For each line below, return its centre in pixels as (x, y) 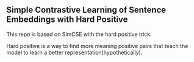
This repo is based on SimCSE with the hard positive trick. (79, 34)
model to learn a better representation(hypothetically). (74, 52)
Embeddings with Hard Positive (67, 20)
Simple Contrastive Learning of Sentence (86, 10)
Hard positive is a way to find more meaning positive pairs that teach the (97, 46)
